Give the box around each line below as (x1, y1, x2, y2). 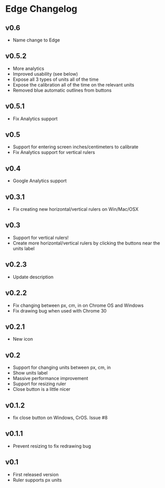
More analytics (12, 65, 45, 72)
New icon (12, 336, 33, 342)
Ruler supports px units (12, 477, 62, 483)
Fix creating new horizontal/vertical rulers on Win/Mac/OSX (12, 206, 139, 212)
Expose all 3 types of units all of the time (12, 76, 99, 82)
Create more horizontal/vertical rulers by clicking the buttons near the (12, 240, 160, 246)
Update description (12, 274, 54, 280)
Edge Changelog (5, 3, 78, 15)
